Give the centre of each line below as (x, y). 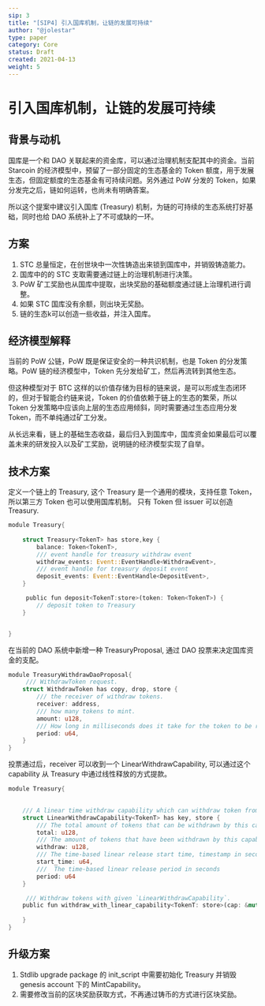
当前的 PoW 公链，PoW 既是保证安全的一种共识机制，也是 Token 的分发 (124, 361)
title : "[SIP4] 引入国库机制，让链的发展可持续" (80, 23)
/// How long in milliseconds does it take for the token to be (144, 726)
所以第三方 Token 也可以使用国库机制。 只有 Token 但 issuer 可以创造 (121, 502)
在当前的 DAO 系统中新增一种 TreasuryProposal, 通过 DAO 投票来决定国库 (127, 650)
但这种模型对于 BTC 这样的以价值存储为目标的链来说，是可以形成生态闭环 (127, 388)
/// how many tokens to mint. (86, 711)
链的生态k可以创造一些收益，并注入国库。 (87, 313)
